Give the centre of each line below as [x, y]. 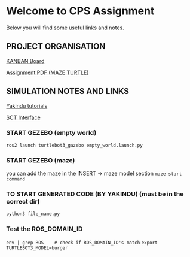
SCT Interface [23, 117]
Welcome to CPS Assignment [80, 11]
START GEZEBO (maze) [41, 160]
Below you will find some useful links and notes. [65, 28]
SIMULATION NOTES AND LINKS [68, 91]
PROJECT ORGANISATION [56, 46]
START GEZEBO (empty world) [51, 133]
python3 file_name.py [33, 214]
